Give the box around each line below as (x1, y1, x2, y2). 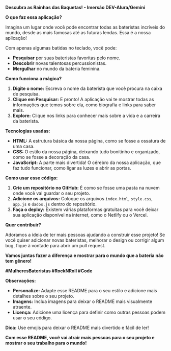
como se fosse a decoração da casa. (12, 154, 91, 160)
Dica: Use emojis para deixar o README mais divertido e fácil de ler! (5, 324, 149, 331)
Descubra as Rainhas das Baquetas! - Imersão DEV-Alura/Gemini (5, 5, 146, 10)
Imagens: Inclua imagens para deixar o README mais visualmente (12, 298, 153, 305)
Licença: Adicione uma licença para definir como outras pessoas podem (12, 309, 165, 315)
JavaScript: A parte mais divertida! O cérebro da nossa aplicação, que (12, 159, 161, 166)
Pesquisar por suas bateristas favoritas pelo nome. (12, 55, 121, 61)
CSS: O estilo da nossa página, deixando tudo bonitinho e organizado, (12, 149, 160, 155)
